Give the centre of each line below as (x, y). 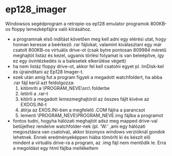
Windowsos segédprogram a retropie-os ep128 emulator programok (77, 24)
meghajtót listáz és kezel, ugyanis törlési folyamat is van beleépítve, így (88, 55)
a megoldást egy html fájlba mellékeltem (55, 148)
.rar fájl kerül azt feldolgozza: (44, 83)
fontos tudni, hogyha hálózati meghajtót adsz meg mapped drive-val (85, 121)
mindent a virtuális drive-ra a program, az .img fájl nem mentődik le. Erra (89, 143)
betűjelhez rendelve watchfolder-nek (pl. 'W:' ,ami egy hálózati (79, 126)
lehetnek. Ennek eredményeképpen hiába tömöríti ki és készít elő (81, 137)
